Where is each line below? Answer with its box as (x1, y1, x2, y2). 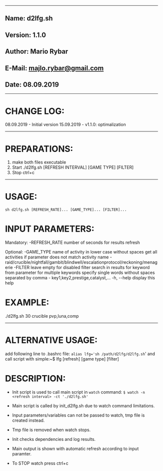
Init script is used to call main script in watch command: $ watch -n (12, 389, 146, 395)
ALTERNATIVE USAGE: (5, 335, 98, 346)
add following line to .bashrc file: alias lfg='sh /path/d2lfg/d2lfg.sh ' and (5, 351, 155, 357)
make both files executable (12, 159, 66, 165)
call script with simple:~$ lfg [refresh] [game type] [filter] (5, 356, 119, 362)
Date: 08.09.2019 (5, 80, 59, 89)
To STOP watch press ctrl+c (12, 460, 69, 466)
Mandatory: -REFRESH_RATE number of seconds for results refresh (5, 239, 140, 246)
